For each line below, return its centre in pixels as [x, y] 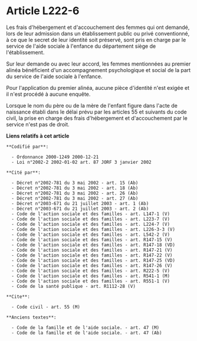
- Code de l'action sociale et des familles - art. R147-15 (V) [92, 240]
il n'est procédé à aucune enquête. [48, 94]
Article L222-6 [43, 11]
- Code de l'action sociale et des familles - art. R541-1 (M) [91, 276]
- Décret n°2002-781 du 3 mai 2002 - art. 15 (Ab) [75, 183]
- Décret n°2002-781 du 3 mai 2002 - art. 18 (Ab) [75, 188]
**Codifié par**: [27, 147]
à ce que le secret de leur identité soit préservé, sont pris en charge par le [96, 40]
